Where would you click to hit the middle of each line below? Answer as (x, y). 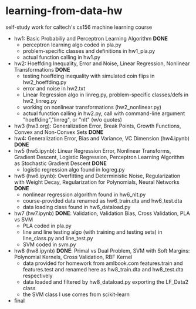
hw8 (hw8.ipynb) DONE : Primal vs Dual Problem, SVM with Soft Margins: (102, 250)
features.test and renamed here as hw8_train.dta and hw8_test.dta (103, 269)
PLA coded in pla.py (47, 226)
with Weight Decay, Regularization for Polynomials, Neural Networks (97, 182)
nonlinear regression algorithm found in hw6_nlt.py (84, 194)
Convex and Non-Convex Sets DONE (59, 132)
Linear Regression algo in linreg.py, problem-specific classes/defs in (106, 95)
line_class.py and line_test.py (58, 238)
